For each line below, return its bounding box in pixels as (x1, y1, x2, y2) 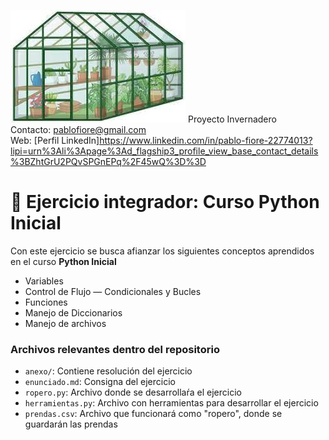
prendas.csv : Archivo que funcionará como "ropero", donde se (24, 408, 283, 420)
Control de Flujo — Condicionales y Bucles (24, 285, 202, 297)
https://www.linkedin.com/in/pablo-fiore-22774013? (99, 135, 313, 146)
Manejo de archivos (24, 317, 107, 329)
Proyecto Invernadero (187, 113, 277, 125)
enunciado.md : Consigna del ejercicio (24, 376, 176, 388)
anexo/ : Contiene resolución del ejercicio (24, 365, 193, 377)
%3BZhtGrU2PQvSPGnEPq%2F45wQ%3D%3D (10, 156, 207, 167)
